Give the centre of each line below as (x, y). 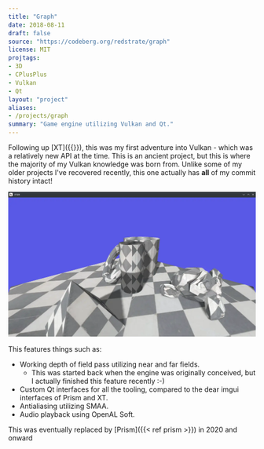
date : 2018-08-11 (37, 25)
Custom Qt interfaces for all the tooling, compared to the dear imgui (129, 389)
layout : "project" (38, 99)
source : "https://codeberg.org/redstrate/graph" (89, 42)
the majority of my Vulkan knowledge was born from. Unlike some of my (125, 164)
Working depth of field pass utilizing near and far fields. (110, 364)
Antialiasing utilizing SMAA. (64, 406)
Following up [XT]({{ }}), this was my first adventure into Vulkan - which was (131, 148)
